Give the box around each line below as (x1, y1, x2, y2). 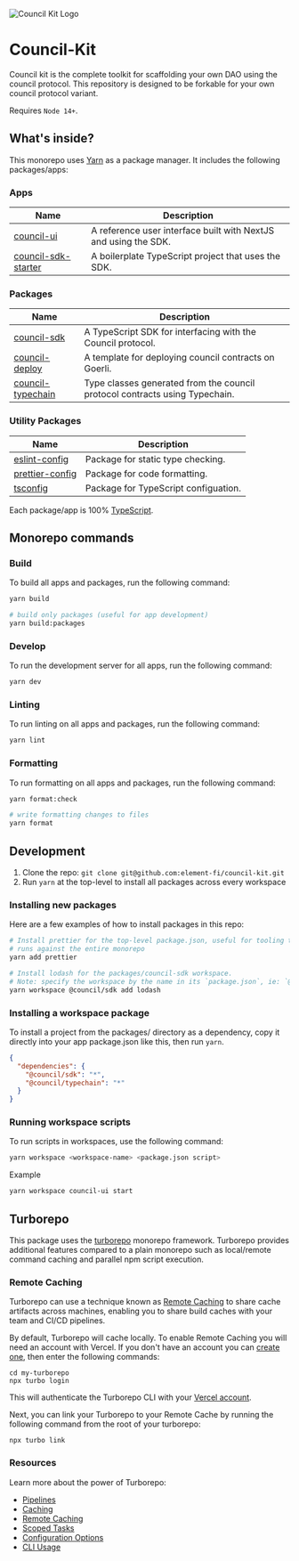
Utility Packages (9, 415, 82, 427)
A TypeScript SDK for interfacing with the (84, 326, 256, 338)
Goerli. (84, 362, 112, 375)
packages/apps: (9, 164, 69, 175)
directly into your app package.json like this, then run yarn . (9, 1036, 224, 1046)
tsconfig (13, 482, 49, 494)
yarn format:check (9, 794, 77, 803)
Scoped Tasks (21, 1523, 75, 1533)
